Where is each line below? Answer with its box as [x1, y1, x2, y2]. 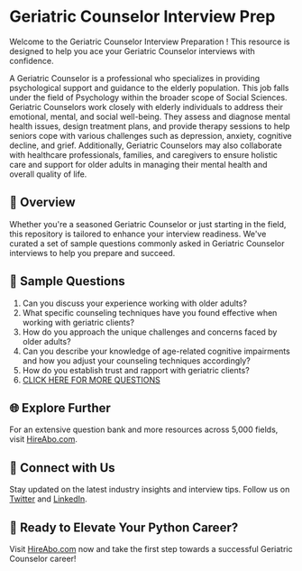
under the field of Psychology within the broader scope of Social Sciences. [9, 92, 288, 103]
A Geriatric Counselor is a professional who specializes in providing [9, 72, 261, 83]
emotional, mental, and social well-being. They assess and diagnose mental [9, 111, 291, 122]
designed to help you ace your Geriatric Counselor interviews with [9, 45, 255, 56]
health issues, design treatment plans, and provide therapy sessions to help [9, 120, 290, 132]
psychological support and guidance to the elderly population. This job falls [9, 82, 290, 93]
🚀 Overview [9, 195, 76, 210]
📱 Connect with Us [9, 460, 115, 475]
